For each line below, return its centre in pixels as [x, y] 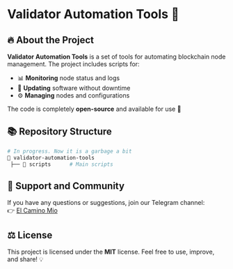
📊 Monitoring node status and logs [69, 78]
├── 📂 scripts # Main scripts [62, 164]
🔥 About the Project [50, 40]
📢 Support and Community [66, 186]
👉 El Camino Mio [32, 210]
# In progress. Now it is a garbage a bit [70, 151]
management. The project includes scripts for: [74, 64]
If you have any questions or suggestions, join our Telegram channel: [106, 203]
